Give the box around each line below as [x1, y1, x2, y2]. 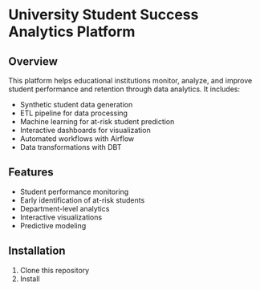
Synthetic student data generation [19, 100, 133, 109]
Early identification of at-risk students [19, 195, 145, 205]
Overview [8, 54, 59, 68]
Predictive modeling [19, 220, 87, 230]
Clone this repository [19, 265, 90, 275]
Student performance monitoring [19, 187, 129, 196]
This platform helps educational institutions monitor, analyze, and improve [8, 76, 253, 85]
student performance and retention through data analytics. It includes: [8, 84, 241, 94]
